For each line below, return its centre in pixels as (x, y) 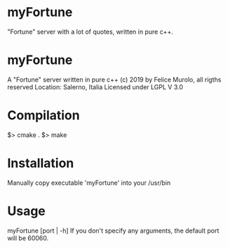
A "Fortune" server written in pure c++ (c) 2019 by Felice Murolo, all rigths (114, 79)
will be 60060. (28, 238)
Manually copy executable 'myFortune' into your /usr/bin (89, 183)
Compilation (43, 116)
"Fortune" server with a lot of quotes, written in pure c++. (90, 32)
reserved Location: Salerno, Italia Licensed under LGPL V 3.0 (95, 87)
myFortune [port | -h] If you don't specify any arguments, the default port (113, 230)
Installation (41, 163)
